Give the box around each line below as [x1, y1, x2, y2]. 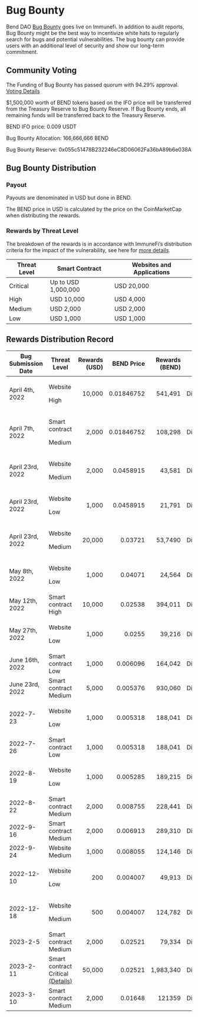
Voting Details [6, 87, 40, 95]
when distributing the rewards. [6, 212, 81, 219]
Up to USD [49, 278, 80, 286]
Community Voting [6, 66, 77, 76]
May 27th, [9, 626, 38, 634]
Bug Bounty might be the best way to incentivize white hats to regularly [6, 29, 180, 36]
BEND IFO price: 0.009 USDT [6, 123, 77, 130]
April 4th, [9, 385, 35, 394]
